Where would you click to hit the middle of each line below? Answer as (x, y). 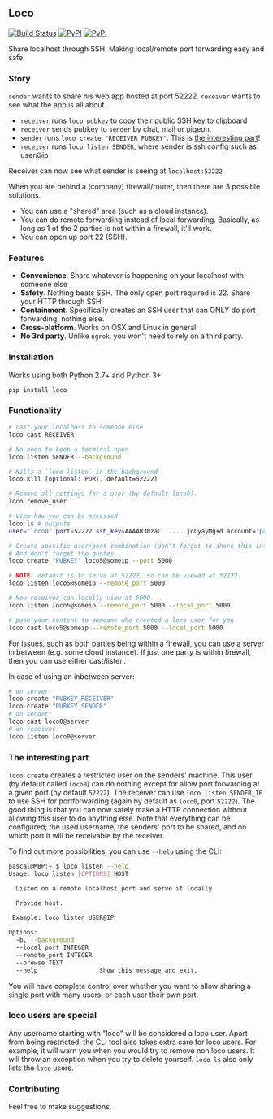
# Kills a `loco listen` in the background (83, 472)
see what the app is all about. (58, 105)
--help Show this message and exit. (107, 970)
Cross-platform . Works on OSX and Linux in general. (109, 328)
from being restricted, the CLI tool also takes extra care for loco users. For (132, 1042)
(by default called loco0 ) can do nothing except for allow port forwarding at (134, 783)
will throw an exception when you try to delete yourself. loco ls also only (131, 1059)
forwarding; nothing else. (62, 319)
